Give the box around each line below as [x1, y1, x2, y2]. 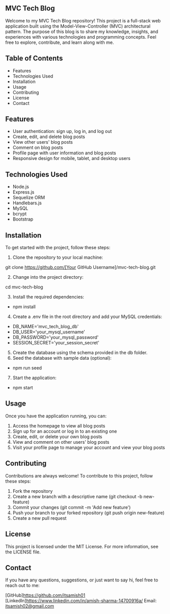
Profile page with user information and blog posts [12, 150, 116, 156]
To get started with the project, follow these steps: [5, 245, 111, 251]
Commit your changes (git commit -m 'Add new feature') [12, 504, 131, 510]
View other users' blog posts [12, 139, 73, 145]
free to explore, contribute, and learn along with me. [5, 39, 114, 45]
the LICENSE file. [5, 549, 41, 555]
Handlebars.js [12, 200, 42, 206]
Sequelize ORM [12, 195, 45, 201]
